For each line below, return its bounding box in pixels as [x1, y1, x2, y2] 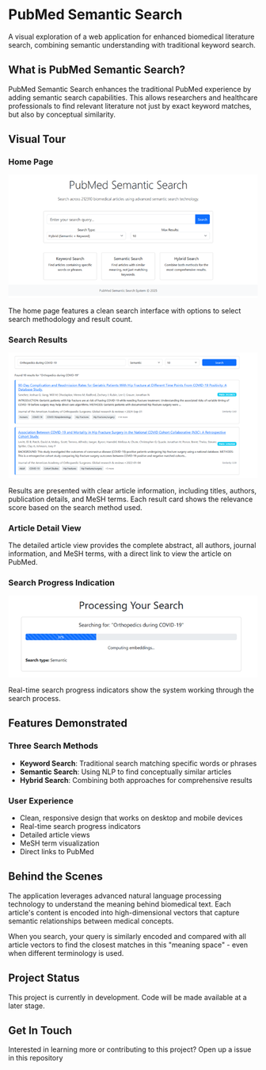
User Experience [8, 795, 74, 806]
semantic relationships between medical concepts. [8, 916, 174, 926]
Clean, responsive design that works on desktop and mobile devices [19, 813, 243, 823]
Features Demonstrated [8, 716, 128, 731]
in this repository [8, 1053, 63, 1063]
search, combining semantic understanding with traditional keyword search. [8, 40, 256, 49]
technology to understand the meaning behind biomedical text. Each [8, 899, 232, 909]
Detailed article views [19, 830, 90, 840]
